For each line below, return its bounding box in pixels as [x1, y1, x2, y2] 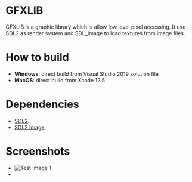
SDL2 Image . [14, 124, 46, 131]
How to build [5, 51, 69, 64]
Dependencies [5, 98, 79, 111]
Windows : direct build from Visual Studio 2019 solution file [14, 70, 159, 78]
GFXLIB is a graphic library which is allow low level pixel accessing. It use [5, 23, 186, 30]
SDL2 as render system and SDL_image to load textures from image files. [5, 29, 185, 36]
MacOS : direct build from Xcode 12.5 [14, 76, 106, 84]
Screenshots [5, 144, 70, 158]
